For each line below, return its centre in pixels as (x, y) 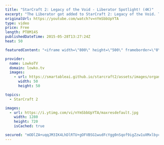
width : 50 (28, 82)
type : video (17, 23)
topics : (13, 95)
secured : (14, 135)
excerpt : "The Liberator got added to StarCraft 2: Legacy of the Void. (81, 14)
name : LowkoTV (24, 63)
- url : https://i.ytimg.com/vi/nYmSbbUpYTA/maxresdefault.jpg (74, 112)
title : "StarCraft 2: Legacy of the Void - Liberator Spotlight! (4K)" (79, 9)
